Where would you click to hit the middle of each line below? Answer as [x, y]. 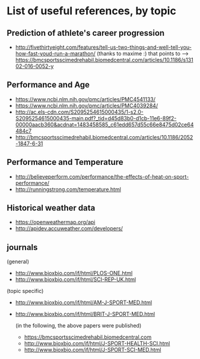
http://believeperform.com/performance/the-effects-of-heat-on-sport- [102, 176]
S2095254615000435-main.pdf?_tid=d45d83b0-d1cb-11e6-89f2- [96, 118]
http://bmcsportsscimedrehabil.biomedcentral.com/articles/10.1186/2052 [104, 137]
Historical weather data [51, 208]
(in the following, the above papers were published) [78, 326]
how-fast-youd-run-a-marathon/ [55, 54]
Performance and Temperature [65, 162]
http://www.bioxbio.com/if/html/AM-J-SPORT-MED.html [84, 302]
